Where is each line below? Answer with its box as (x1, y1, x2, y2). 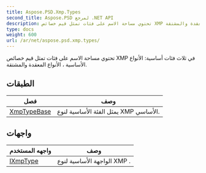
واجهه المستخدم (9, 146, 51, 155)
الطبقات (6, 79, 35, 89)
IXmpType (9, 156, 39, 165)
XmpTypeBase (9, 107, 51, 115)
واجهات (6, 128, 32, 139)
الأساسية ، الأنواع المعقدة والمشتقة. (6, 61, 87, 68)
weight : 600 (6, 32, 37, 38)
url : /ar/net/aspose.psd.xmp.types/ (6, 37, 100, 44)
